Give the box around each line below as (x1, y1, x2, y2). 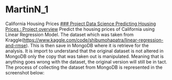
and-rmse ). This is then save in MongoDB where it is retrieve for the (5, 42, 149, 48)
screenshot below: (5, 69, 45, 75)
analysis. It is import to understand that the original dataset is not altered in (5, 48, 164, 54)
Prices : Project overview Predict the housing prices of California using (5, 26, 155, 32)
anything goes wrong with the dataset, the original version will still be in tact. (5, 58, 167, 65)
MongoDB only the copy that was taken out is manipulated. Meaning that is (5, 53, 164, 59)
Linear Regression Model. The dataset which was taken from (5, 31, 134, 37)
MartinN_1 (5, 4, 49, 15)
